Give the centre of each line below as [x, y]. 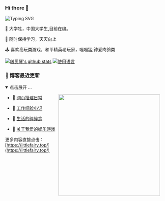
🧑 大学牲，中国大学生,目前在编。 [38, 29]
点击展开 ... [21, 87]
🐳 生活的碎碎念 [27, 118]
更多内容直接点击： [25, 139]
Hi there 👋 [17, 8]
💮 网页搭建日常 [27, 97]
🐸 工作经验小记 [27, 108]
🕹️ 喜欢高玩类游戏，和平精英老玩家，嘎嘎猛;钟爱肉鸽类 [60, 50]
